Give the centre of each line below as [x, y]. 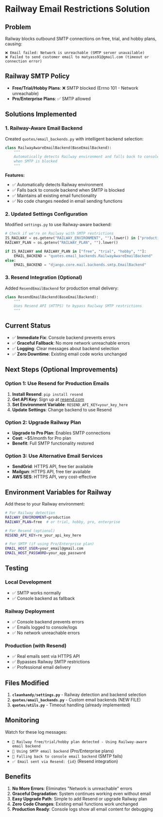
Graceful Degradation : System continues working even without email [81, 794]
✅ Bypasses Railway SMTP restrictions [51, 662]
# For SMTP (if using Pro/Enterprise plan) [50, 544]
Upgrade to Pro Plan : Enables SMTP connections [61, 433]
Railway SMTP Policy [37, 76]
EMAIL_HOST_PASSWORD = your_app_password [45, 553]
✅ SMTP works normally [37, 593]
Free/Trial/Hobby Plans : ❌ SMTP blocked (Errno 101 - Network [75, 88]
